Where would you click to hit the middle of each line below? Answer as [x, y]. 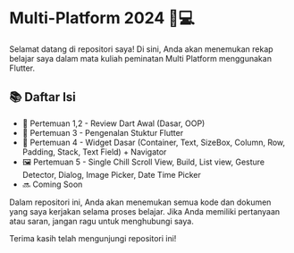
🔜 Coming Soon [52, 184]
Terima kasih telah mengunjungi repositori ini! [93, 238]
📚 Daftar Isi [42, 97]
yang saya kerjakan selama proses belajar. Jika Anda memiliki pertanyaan [145, 211]
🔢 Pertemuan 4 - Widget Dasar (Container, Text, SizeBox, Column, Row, [154, 142]
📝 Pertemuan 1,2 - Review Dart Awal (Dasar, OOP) [113, 123]
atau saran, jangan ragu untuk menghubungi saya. [101, 221]
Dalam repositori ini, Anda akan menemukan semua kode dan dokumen [140, 202]
